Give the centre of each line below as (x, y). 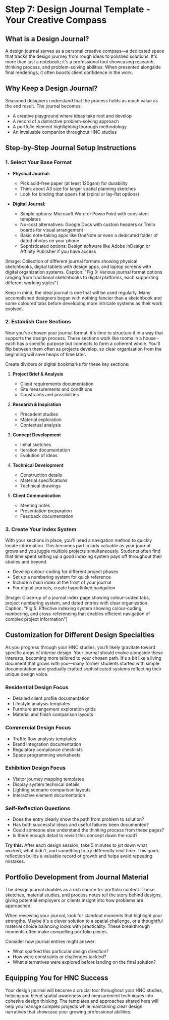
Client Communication (37, 496)
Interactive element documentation (49, 795)
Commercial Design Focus (38, 728)
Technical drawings (40, 485)
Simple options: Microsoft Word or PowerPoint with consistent (84, 213)
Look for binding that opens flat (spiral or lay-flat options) (80, 194)
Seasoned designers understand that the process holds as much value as (81, 100)
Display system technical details (46, 784)
